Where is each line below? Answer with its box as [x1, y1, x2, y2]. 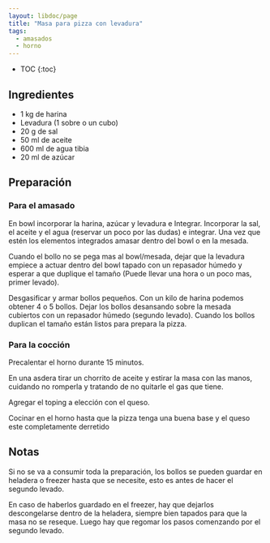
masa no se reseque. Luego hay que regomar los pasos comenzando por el [8, 516, 261, 527]
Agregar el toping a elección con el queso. [8, 397, 150, 407]
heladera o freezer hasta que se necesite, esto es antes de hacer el [8, 475, 234, 485]
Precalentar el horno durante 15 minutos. [8, 357, 144, 367]
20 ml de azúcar [19, 152, 75, 162]
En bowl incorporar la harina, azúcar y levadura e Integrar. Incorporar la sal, [8, 218, 261, 228]
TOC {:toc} [19, 64, 57, 74]
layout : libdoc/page [8, 11, 79, 20]
